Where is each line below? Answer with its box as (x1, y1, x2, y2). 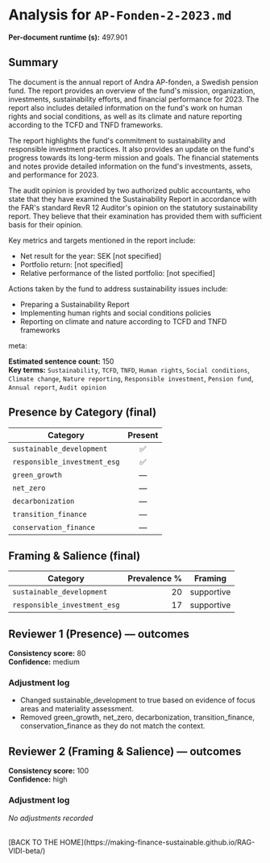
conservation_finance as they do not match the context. (19, 721, 206, 731)
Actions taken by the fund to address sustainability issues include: (8, 284, 228, 294)
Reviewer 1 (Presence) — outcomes (8, 627, 189, 640)
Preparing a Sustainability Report (19, 299, 130, 309)
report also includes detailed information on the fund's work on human (8, 102, 243, 112)
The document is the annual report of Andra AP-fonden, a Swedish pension (8, 77, 259, 86)
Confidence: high (8, 774, 68, 784)
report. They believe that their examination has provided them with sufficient (8, 211, 262, 221)
